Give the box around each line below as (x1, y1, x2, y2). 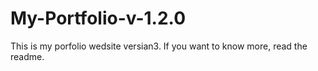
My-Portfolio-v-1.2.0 (10, 7, 187, 30)
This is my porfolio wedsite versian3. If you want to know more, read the (10, 40, 308, 52)
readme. (10, 50, 45, 62)
